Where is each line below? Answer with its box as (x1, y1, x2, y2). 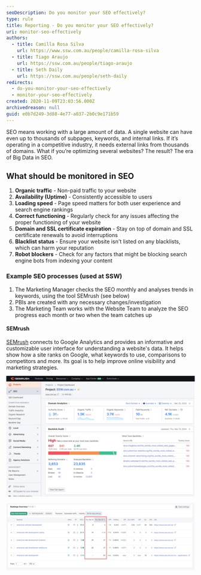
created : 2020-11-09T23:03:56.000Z (6, 98, 95, 104)
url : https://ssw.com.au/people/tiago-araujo (17, 60, 133, 66)
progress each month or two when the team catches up (14, 311, 153, 318)
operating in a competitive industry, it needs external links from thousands (6, 141, 190, 148)
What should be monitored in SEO (6, 171, 135, 181)
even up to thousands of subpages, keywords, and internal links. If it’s (6, 134, 178, 142)
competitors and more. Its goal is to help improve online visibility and (6, 357, 176, 364)
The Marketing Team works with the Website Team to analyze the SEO (14, 305, 188, 312)
